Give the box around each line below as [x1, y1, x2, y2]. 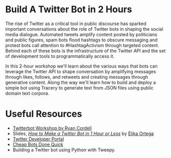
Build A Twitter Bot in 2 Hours [5, 4, 133, 15]
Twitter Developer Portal [12, 136, 64, 142]
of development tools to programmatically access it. [5, 53, 115, 59]
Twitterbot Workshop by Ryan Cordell [12, 125, 92, 131]
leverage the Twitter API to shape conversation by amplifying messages [5, 68, 156, 75]
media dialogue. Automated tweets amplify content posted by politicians [5, 31, 157, 37]
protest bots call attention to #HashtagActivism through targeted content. [5, 42, 159, 48]
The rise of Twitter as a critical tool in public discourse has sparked [5, 20, 146, 27]
